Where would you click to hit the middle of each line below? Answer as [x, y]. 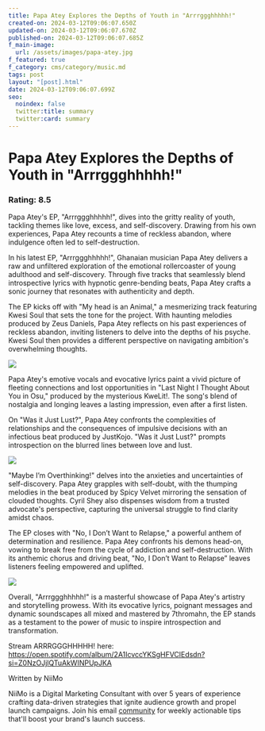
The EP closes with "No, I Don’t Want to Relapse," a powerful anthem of [125, 533]
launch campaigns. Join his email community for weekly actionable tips [125, 710]
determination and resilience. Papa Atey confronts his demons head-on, [126, 541]
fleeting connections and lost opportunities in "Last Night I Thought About [129, 388]
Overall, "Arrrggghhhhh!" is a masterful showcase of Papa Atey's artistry [127, 597]
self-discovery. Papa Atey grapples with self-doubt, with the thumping [123, 484]
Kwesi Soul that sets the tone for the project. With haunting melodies [120, 315]
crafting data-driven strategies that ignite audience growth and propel [122, 702]
